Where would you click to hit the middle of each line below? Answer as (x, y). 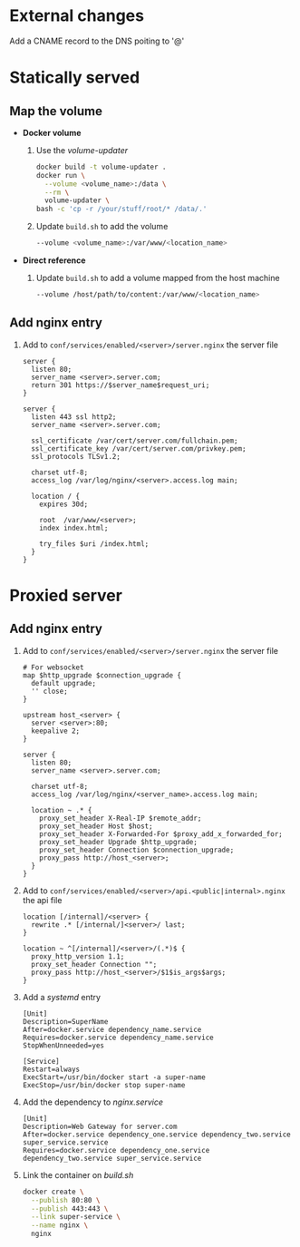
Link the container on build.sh (78, 1174)
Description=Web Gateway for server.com (100, 1126)
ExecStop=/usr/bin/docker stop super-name (104, 1085)
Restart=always (51, 1069)
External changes (77, 16)
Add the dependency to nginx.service (93, 1102)
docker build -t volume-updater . (101, 167)
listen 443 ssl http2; (74, 417)
